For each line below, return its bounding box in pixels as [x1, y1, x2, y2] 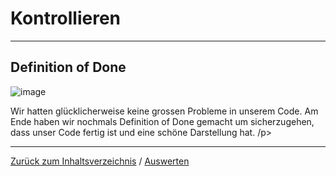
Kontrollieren [10, 7, 122, 30]
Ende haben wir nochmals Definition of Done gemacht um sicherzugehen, [10, 115, 315, 127]
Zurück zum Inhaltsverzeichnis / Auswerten [10, 155, 190, 167]
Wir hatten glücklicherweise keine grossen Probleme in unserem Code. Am [10, 105, 319, 117]
